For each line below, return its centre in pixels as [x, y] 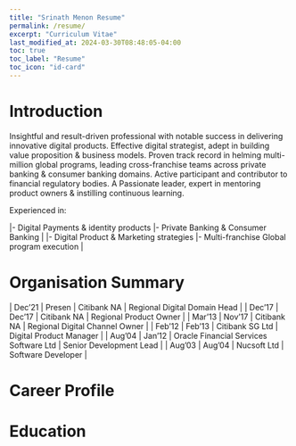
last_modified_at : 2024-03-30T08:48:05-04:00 [95, 42]
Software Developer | [48, 354]
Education [48, 431]
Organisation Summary [97, 283]
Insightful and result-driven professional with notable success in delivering [146, 136]
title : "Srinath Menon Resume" [67, 17]
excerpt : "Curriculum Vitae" [63, 34]
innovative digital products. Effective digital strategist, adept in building [140, 145]
